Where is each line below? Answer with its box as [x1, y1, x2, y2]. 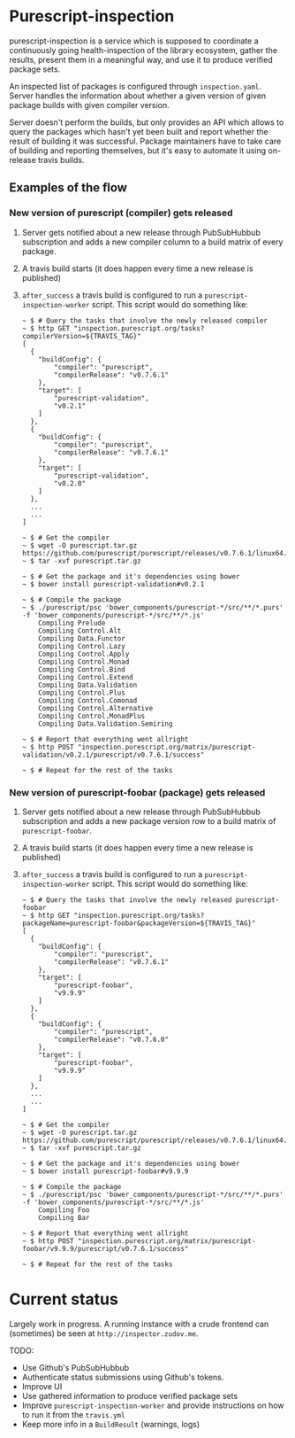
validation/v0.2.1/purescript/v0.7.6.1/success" [21, 750, 205, 759]
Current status [9, 1289, 119, 1310]
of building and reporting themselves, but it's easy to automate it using [9, 144, 267, 156]
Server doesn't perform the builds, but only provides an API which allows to [9, 117, 284, 128]
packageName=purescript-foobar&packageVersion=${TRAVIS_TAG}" [21, 919, 256, 928]
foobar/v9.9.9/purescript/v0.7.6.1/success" [21, 1244, 189, 1253]
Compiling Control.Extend [38, 672, 134, 681]
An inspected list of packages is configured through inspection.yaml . [9, 81, 262, 91]
